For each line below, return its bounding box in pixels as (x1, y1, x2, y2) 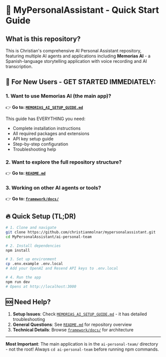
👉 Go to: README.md (5, 170, 46, 176)
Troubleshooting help (12, 146, 56, 152)
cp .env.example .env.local (5, 262, 64, 267)
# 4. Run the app (5, 275, 41, 280)
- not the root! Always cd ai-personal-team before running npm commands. (5, 346, 159, 352)
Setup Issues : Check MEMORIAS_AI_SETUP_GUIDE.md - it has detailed (12, 311, 147, 317)
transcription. (5, 64, 33, 69)
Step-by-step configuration (12, 141, 68, 147)
